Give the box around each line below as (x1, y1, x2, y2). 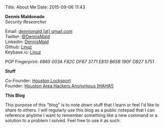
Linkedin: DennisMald (5, 39, 49, 45)
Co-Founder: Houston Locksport (5, 78, 71, 83)
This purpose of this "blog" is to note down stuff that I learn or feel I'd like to (5, 102, 160, 107)
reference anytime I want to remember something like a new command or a (5, 112, 158, 118)
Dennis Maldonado (5, 14, 45, 19)
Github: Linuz (5, 44, 33, 50)
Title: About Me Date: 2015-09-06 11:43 (5, 4, 85, 10)
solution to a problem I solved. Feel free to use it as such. (5, 118, 121, 123)
